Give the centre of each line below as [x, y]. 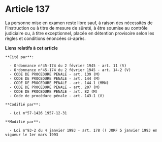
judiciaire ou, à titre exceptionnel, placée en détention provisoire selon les [80, 33]
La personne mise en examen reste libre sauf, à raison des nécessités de [79, 23]
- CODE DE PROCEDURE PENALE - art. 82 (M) [54, 91]
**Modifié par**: [23, 122]
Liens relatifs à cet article [32, 48]
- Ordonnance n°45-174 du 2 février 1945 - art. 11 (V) [68, 66]
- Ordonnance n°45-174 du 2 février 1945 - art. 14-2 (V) [70, 70]
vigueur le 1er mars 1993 [32, 135]
